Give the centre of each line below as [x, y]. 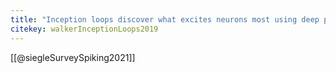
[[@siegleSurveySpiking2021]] [73, 57]
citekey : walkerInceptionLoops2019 [84, 29]
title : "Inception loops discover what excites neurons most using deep [165, 19]
